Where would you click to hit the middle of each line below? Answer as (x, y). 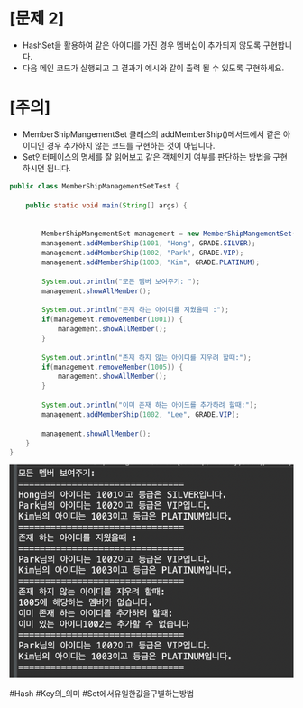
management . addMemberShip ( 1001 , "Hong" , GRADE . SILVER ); (149, 244)
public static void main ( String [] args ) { (106, 205)
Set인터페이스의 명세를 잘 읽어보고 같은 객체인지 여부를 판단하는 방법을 (147, 156)
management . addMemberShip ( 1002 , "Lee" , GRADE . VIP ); (141, 414)
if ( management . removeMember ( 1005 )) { (112, 367)
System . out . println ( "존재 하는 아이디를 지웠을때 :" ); (136, 310)
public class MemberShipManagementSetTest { (94, 186)
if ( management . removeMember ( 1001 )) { (112, 320)
